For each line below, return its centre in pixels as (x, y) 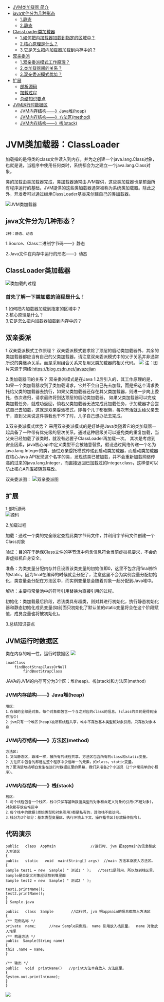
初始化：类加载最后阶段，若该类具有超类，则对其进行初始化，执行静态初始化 (82, 602)
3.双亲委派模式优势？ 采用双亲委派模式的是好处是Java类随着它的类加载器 (79, 426)
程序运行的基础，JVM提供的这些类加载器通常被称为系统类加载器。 (76, 188)
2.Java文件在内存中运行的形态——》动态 (46, 253)
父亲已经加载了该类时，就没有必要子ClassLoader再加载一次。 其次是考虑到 (81, 438)
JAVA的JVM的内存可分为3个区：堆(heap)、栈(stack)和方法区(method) (76, 681)
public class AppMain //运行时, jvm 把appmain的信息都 (79, 846)
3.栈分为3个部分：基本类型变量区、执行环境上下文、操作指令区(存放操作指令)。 (74, 818)
